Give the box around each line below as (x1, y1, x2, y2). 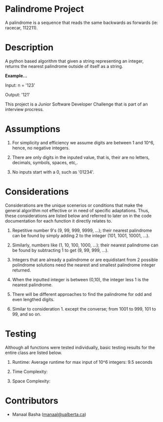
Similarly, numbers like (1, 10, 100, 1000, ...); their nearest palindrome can (12, 242, 159, 248)
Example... (5, 72, 28, 79)
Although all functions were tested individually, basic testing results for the (5, 344, 155, 350)
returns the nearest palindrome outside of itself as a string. (5, 63, 123, 69)
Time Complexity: (12, 368, 48, 375)
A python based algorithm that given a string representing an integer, (5, 58, 144, 64)
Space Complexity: (12, 378, 50, 384)
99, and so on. (12, 311, 41, 317)
